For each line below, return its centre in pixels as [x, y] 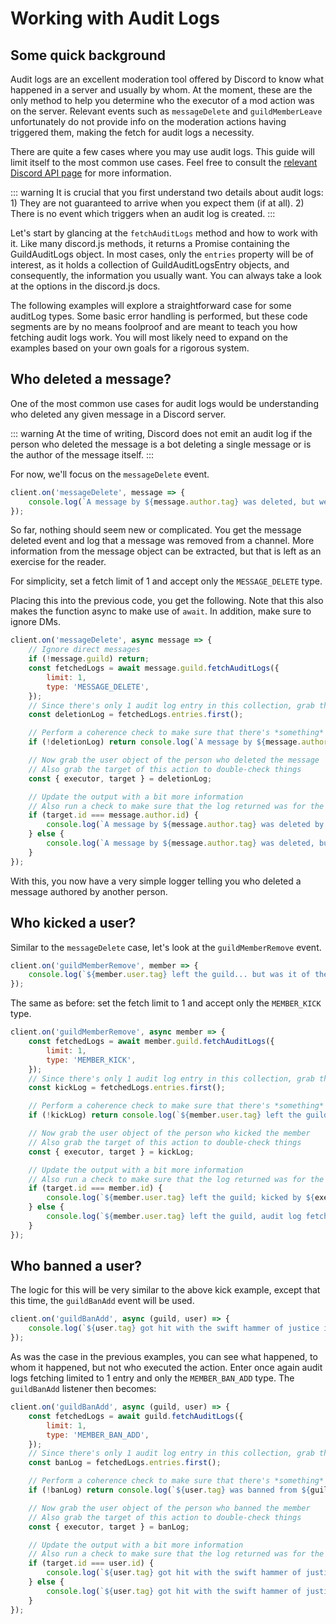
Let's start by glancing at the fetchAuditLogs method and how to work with [164, 233]
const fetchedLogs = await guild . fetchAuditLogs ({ [136, 1416]
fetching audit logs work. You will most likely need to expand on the [149, 337]
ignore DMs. [35, 622]
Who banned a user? [76, 1266]
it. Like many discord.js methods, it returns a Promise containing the [150, 243]
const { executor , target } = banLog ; [109, 1527]
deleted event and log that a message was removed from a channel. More [162, 541]
